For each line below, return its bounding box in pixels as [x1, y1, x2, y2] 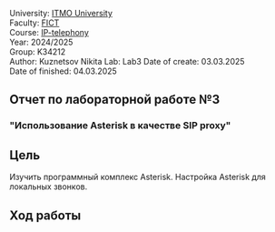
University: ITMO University [9, 8, 113, 18]
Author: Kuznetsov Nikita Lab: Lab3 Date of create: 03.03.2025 [9, 56, 245, 66]
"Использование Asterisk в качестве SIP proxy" [9, 119, 231, 132]
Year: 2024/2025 [9, 36, 74, 47]
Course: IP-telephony [9, 27, 89, 37]
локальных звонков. [9, 181, 88, 192]
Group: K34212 [9, 46, 66, 57]
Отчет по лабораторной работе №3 [9, 92, 221, 107]
